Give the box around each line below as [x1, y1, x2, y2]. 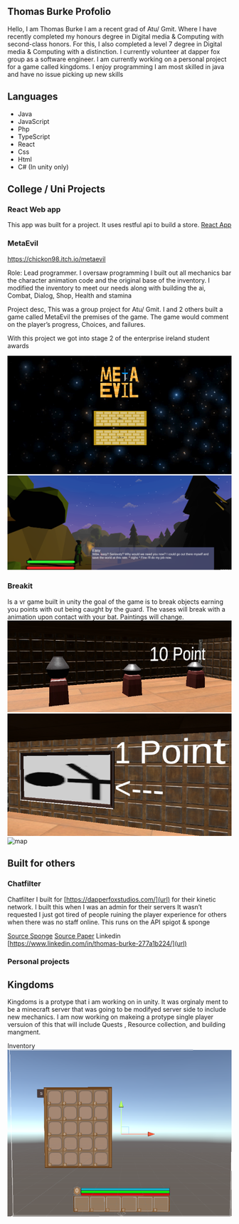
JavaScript [17, 117, 50, 125]
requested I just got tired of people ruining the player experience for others [7, 910, 227, 919]
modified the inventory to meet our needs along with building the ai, [7, 283, 206, 292]
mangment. [7, 1028, 41, 1037]
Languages [7, 90, 58, 103]
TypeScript [17, 132, 51, 141]
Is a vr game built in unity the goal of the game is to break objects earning [7, 597, 224, 606]
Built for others [7, 857, 76, 869]
